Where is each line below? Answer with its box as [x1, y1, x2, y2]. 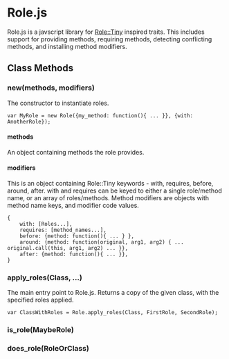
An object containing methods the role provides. [7, 148, 145, 156]
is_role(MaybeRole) [7, 325, 74, 335]
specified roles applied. [7, 295, 74, 304]
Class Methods [7, 62, 74, 74]
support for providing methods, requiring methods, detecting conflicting [7, 35, 212, 43]
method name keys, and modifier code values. [7, 202, 140, 210]
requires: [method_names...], [19, 226, 107, 234]
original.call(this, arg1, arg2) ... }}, [7, 245, 129, 252]
